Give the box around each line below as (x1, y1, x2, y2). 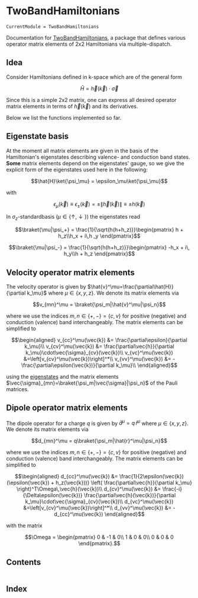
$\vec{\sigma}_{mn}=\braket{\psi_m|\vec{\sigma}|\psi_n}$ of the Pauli (6, 379, 178, 386)
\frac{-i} (162, 485, 182, 493)
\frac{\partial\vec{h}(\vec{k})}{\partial (83, 492, 176, 499)
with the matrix (6, 522, 43, 529)
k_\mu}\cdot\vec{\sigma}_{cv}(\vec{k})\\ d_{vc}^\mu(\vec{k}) (25, 498, 174, 505)
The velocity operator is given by (6, 283, 87, 290)
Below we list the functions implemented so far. (6, 114, 122, 121)
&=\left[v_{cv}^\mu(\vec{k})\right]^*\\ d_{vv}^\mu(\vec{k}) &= (23, 504, 172, 511)
